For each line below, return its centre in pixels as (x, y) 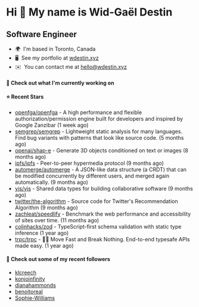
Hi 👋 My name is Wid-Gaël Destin (89, 12)
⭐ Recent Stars (25, 97)
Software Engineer (42, 34)
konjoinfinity (30, 279)
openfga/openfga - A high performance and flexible (78, 112)
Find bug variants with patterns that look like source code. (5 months (99, 137)
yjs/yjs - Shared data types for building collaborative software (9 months (104, 188)
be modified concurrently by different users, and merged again (92, 176)
